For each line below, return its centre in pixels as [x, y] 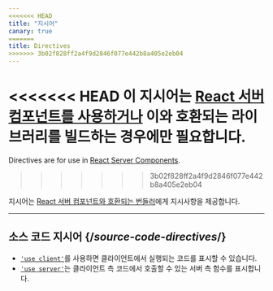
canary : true [30, 31]
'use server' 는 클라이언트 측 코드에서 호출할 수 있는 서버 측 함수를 [126, 268]
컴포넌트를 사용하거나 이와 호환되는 [119, 117]
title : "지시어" [33, 24]
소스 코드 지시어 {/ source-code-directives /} [117, 237]
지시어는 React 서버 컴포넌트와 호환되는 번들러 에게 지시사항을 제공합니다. [124, 201]
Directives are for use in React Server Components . [95, 160]
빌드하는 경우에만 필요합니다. [155, 137]
